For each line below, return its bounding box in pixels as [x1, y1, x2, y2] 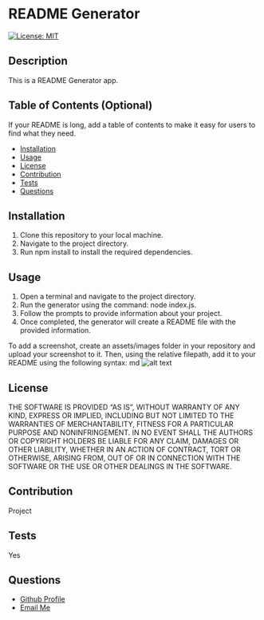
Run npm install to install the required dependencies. [19, 247, 193, 257]
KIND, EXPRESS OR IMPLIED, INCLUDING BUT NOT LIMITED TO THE [8, 411, 234, 420]
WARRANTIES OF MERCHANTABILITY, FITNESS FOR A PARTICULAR [8, 420, 234, 428]
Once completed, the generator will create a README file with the [19, 317, 237, 327]
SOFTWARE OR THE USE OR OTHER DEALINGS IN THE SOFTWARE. [8, 462, 232, 471]
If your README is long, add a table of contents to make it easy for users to [8, 120, 256, 129]
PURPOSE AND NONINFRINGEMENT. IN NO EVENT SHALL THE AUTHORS [8, 428, 254, 437]
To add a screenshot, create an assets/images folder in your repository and [8, 341, 256, 351]
